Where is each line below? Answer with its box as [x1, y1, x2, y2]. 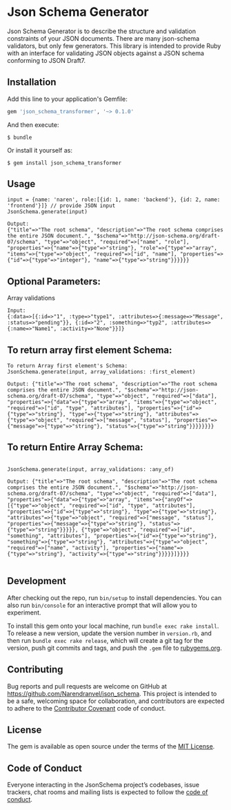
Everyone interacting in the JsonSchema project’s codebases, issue [7, 781, 200, 789]
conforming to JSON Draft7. [7, 56, 86, 64]
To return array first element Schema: [7, 344, 172, 356]
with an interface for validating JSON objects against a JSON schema [7, 49, 205, 57]
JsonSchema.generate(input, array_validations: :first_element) [7, 369, 196, 376]
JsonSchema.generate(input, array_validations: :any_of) [7, 465, 174, 473]
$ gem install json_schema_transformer [7, 160, 122, 166]
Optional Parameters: [7, 276, 101, 287]
